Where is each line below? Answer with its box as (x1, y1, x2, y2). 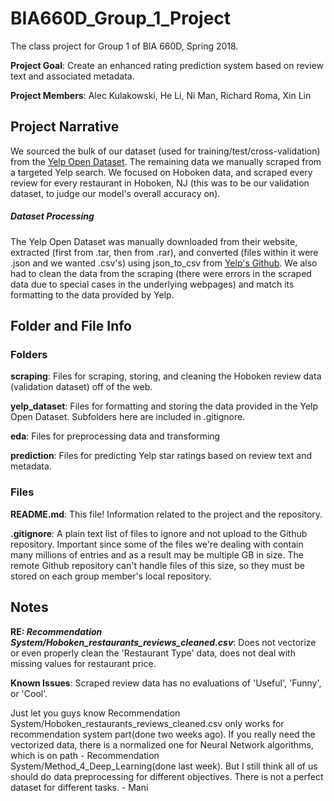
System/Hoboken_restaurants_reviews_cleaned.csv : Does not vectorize (10, 636, 317, 648)
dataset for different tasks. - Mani (10, 781, 149, 793)
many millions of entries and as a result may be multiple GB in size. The (10, 548, 304, 561)
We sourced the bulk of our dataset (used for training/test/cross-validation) (10, 145, 321, 157)
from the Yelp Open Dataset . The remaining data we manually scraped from (10, 155, 322, 167)
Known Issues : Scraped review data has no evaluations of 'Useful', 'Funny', (10, 677, 322, 689)
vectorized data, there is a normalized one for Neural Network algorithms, (10, 738, 314, 751)
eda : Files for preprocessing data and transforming (10, 430, 221, 442)
